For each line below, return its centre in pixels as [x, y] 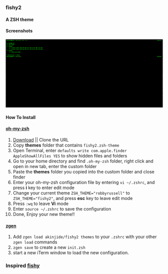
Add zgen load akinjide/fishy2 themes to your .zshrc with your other [85, 237]
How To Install [21, 117]
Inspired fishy [23, 265]
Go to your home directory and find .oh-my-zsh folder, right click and [83, 161]
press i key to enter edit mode [44, 188]
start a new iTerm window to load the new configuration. [71, 253]
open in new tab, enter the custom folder [55, 166]
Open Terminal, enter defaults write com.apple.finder [70, 150]
